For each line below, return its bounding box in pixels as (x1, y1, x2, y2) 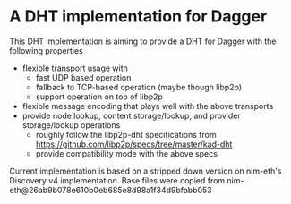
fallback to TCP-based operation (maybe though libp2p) (35, 81, 243, 92)
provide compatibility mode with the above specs (35, 148, 218, 158)
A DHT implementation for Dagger (9, 6, 268, 27)
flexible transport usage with (21, 63, 128, 73)
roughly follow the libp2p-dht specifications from (35, 129, 217, 140)
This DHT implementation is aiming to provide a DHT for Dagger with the (9, 36, 277, 47)
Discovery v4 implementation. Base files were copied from (9, 174, 226, 185)
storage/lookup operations (21, 119, 121, 131)
